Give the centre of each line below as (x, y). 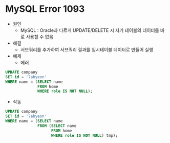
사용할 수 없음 (40, 37)
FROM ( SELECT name (57, 126)
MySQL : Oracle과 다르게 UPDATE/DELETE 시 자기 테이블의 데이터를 (90, 30)
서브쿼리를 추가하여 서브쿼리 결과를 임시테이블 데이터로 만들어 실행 (87, 49)
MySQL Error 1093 (45, 9)
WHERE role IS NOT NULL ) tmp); (84, 135)
